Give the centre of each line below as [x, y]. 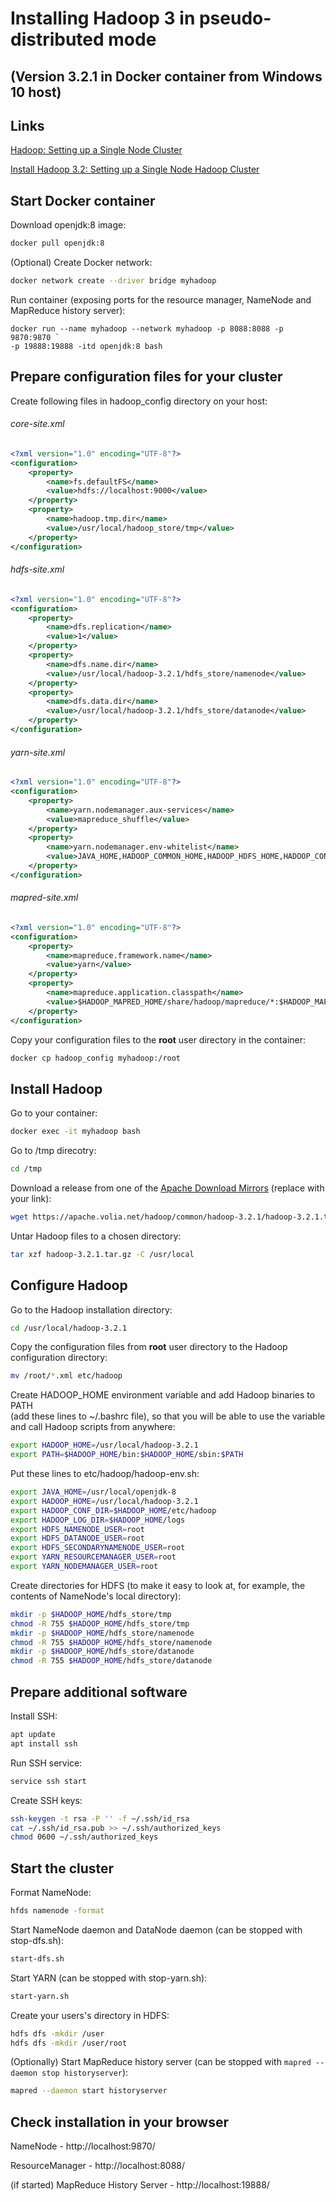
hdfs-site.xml [37, 569]
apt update [33, 1735]
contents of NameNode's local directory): [96, 1596]
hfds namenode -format [57, 1911]
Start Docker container [83, 200]
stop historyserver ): [85, 2073]
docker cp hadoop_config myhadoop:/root [96, 1058]
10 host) [36, 92]
